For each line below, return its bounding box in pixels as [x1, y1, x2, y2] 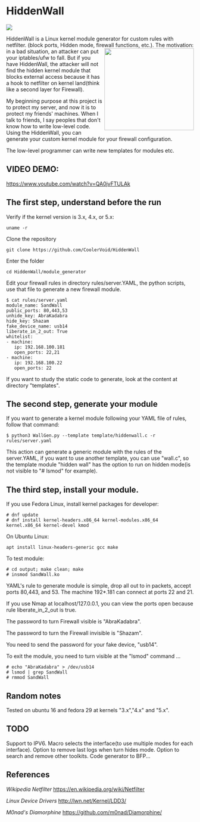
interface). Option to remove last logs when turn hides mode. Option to [6, 746, 180, 753]
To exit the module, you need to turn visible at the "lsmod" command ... [6, 653, 181, 660]
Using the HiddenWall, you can [6, 129, 82, 136]
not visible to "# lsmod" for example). [6, 467, 98, 475]
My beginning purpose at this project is [6, 97, 102, 104]
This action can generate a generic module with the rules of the [6, 449, 162, 456]
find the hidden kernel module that [6, 67, 91, 74]
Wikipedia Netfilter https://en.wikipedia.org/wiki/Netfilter [6, 786, 145, 793]
